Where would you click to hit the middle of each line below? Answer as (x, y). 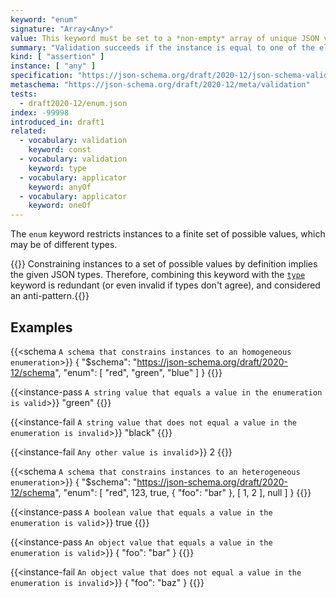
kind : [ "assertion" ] (57, 57)
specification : (42, 76)
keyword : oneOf (60, 206)
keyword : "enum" (44, 19)
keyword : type (57, 168)
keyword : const (60, 150)
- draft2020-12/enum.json (73, 103)
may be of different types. (64, 245)
